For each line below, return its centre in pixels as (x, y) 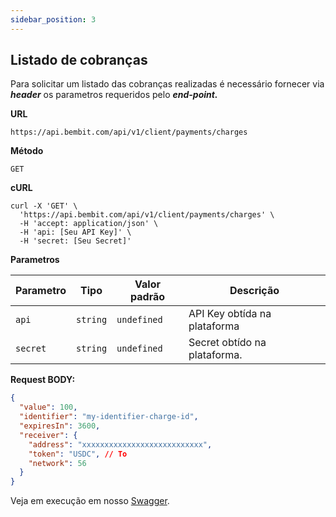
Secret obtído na (227, 343)
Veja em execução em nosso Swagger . (90, 501)
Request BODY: (43, 380)
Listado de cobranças (79, 60)
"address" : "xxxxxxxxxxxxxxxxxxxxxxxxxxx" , (120, 444)
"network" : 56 (57, 463)
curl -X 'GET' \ (44, 206)
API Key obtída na (230, 314)
